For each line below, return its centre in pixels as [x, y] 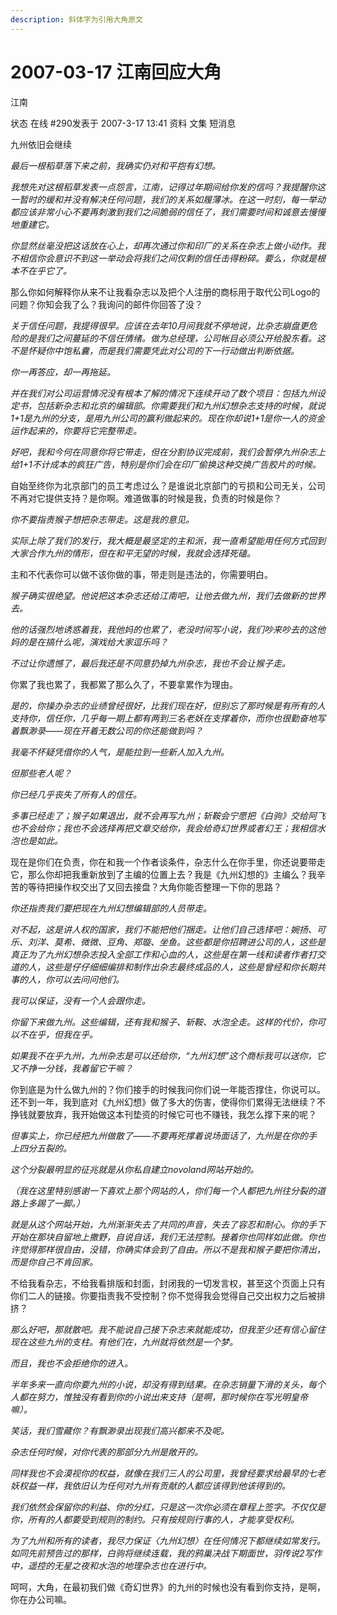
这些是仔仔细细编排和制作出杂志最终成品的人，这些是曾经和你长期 [180, 967]
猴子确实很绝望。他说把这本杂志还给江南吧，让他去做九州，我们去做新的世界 [168, 595]
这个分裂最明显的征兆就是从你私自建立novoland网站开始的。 [135, 1169]
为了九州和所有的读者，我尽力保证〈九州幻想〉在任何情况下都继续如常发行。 [168, 1540]
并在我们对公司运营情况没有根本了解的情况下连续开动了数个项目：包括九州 [163, 393]
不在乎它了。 [45, 270]
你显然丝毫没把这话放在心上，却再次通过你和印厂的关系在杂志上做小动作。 [163, 245]
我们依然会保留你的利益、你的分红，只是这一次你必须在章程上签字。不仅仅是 [168, 1507]
